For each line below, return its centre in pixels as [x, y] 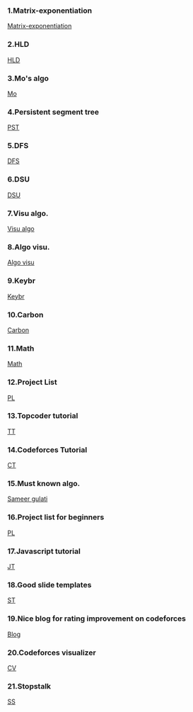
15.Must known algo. [43, 484]
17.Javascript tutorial [44, 551]
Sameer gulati [28, 499]
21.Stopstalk [29, 686]
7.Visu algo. [28, 213]
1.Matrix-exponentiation [50, 11]
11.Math [21, 348]
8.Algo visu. [29, 247]
